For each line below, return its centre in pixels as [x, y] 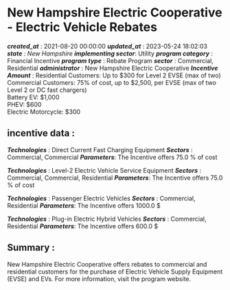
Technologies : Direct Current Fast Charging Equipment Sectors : [100, 149]
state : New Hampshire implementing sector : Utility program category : [110, 53]
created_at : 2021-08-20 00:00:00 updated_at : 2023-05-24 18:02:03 [107, 46]
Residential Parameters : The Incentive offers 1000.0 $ [84, 205]
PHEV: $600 [24, 104]
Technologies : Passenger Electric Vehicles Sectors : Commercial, [101, 198]
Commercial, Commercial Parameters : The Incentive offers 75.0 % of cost [112, 157]
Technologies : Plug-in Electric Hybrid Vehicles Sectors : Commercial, [107, 219]
